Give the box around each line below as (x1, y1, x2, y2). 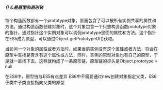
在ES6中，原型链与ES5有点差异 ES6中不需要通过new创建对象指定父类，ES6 (5, 73, 157, 79)
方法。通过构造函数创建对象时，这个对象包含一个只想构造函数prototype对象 (5, 23, 157, 29)
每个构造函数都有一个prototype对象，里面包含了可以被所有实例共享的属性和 (5, 17, 157, 23)
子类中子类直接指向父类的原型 (5, 79, 65, 85)
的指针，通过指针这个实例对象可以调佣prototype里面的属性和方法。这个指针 (5, 30, 157, 35)
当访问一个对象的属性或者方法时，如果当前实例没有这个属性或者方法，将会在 (5, 46, 158, 52)
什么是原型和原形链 (5, 4, 44, 10)
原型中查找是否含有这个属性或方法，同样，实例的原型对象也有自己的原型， (5, 52, 154, 58)
